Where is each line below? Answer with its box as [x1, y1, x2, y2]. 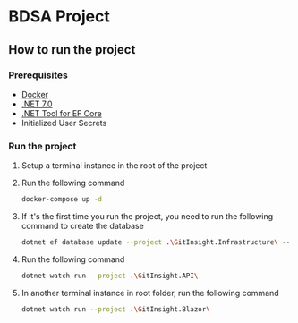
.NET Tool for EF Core [21, 107, 102, 118]
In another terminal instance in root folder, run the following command [21, 287, 279, 298]
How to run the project [8, 42, 136, 57]
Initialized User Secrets [21, 117, 107, 128]
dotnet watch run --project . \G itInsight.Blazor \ [21, 304, 211, 314]
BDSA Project [8, 6, 111, 27]
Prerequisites [8, 69, 68, 81]
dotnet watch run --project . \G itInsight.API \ [21, 271, 199, 280]
